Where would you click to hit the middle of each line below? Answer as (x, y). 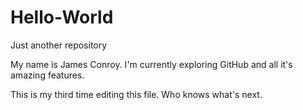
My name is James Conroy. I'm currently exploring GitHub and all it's (151, 64)
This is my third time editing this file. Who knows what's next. (136, 94)
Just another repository (59, 45)
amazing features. (47, 75)
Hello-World (62, 17)
